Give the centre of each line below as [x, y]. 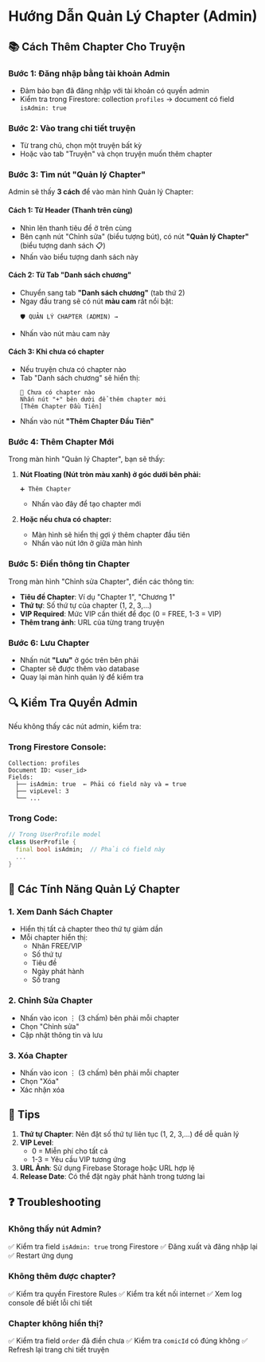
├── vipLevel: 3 [42, 792]
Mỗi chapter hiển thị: [54, 937]
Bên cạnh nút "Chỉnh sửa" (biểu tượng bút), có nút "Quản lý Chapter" [134, 236]
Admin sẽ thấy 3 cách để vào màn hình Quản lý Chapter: [101, 192]
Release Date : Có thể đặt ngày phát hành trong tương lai [112, 1176]
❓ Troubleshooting [55, 1202]
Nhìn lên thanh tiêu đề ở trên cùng [76, 228]
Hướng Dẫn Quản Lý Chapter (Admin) [133, 16]
